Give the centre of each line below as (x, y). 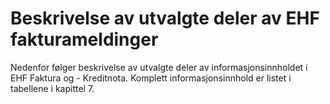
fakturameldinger (84, 39)
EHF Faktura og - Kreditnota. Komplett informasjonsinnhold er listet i (151, 78)
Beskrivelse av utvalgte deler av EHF (165, 18)
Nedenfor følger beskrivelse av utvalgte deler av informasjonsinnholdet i (159, 67)
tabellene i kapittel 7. (52, 88)
